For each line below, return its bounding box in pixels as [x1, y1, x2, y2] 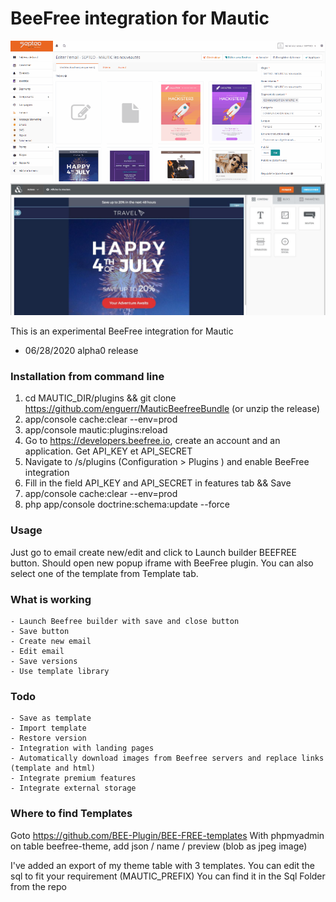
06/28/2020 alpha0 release [24, 345, 139, 357]
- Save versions [10, 657, 78, 667]
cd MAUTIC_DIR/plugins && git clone [24, 392, 177, 404]
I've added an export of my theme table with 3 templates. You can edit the [10, 859, 315, 871]
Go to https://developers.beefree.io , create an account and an [24, 435, 281, 447]
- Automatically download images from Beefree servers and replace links [10, 753, 325, 764]
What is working [10, 592, 92, 606]
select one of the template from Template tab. [10, 567, 199, 579]
